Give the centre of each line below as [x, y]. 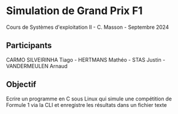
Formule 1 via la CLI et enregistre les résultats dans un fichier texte [87, 105]
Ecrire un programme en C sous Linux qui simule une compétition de [89, 99]
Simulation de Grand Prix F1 [74, 11]
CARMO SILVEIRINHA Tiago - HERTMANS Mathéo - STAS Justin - [86, 59]
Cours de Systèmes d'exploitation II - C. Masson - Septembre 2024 [88, 27]
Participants [29, 46]
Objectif [21, 84]
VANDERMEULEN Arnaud [37, 66]
